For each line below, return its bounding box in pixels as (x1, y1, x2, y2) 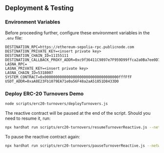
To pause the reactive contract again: (5, 133, 81, 139)
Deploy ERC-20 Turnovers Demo (5, 90, 84, 97)
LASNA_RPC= (5, 61, 27, 67)
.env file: (5, 35, 23, 41)
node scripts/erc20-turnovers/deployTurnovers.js (5, 101, 108, 106)
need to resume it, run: (5, 115, 51, 121)
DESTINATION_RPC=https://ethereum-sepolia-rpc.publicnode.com (5, 44, 134, 50)
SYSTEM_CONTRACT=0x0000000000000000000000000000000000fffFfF (5, 75, 132, 79)
